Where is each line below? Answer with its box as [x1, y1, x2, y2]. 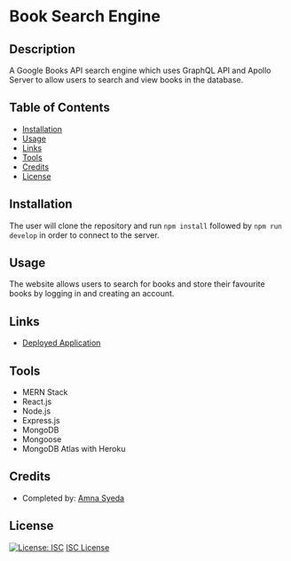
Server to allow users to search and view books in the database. [9, 75, 244, 85]
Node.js [21, 406, 51, 416]
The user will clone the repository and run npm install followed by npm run [9, 220, 282, 231]
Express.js [21, 415, 60, 426]
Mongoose [21, 434, 62, 445]
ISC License [66, 541, 110, 552]
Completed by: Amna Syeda [21, 493, 125, 503]
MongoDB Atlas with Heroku [21, 444, 126, 454]
